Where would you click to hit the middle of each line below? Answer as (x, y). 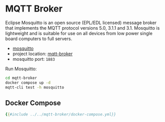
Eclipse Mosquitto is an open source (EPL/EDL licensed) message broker (81, 23)
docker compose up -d (28, 83)
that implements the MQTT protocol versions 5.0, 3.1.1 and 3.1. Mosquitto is (82, 28)
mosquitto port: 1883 (34, 59)
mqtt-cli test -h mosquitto (35, 87)
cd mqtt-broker (21, 78)
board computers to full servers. (39, 39)
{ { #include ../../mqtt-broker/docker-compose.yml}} (61, 114)
